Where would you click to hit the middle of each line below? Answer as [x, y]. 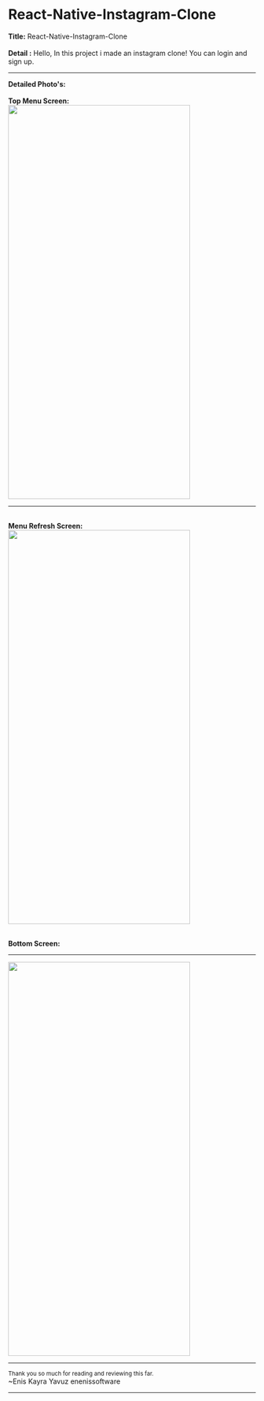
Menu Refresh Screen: [46, 526]
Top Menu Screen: [38, 101]
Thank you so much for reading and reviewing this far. [81, 1373]
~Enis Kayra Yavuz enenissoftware [64, 1381]
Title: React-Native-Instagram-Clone [68, 36]
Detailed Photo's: [37, 84]
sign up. [21, 61]
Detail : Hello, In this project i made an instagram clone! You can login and [128, 53]
